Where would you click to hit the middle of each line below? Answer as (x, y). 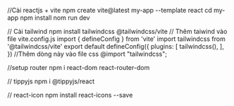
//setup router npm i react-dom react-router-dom (79, 67)
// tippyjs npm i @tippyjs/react (51, 81)
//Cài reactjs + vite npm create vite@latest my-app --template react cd (110, 10)
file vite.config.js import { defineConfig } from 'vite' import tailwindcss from (116, 39)
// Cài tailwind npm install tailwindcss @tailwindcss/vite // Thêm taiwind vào (117, 31)
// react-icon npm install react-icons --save (70, 95)
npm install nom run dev (55, 18)
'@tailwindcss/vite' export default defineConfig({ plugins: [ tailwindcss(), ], (116, 46)
